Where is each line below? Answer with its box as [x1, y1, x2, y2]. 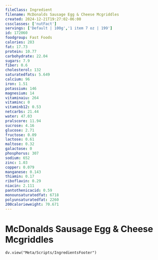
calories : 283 [5, 40, 35, 45]
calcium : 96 [5, 77, 30, 82]
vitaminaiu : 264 [5, 95, 39, 100]
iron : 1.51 [5, 81, 28, 86]
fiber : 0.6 [5, 63, 28, 68]
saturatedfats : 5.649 [5, 72, 50, 77]
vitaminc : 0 [5, 100, 30, 105]
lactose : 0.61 [5, 137, 35, 142]
